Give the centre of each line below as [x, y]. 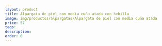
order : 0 [14, 36]
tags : [10, 27]
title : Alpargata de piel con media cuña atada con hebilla [67, 14]
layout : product [21, 9]
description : [18, 32]
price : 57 [15, 23]
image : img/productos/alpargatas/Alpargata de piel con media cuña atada [81, 18]
